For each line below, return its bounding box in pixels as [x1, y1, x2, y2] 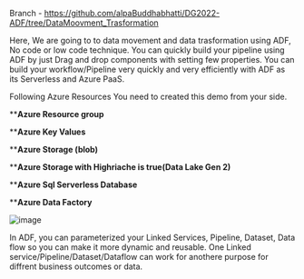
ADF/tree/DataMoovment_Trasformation [9, 17, 159, 28]
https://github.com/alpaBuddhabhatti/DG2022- [44, 8, 221, 18]
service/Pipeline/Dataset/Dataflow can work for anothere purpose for [9, 252, 270, 262]
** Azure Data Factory [9, 197, 93, 207]
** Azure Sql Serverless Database [9, 179, 138, 190]
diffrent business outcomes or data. [9, 261, 143, 272]
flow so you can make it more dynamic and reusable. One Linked [9, 242, 251, 253]
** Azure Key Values [9, 126, 86, 137]
